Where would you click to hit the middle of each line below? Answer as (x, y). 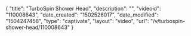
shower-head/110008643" (38, 27)
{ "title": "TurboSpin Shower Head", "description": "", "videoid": (83, 9)
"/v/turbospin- (168, 21)
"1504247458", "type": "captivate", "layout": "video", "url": (77, 21)
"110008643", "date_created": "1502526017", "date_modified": (82, 15)
